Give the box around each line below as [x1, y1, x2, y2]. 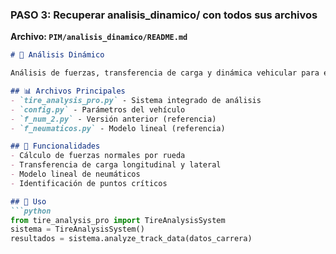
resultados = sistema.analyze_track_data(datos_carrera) [10, 234, 253, 244]
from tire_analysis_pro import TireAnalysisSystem [10, 215, 226, 225]
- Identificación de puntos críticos [10, 178, 168, 188]
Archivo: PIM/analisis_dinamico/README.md [10, 31, 188, 43]
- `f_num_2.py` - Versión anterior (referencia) [10, 114, 217, 124]
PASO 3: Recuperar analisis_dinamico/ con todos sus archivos [10, 8, 318, 22]
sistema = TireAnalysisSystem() [10, 224, 145, 235]
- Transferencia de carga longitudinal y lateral [10, 160, 222, 170]
